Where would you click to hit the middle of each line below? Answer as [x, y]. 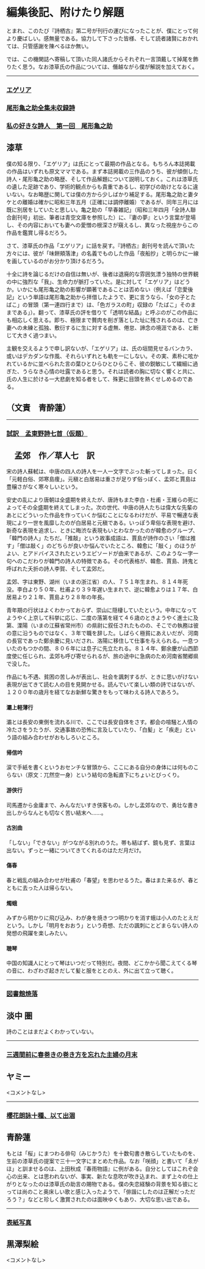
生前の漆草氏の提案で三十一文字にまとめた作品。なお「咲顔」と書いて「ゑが [103, 1161]
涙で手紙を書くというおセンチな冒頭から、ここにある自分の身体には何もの [100, 768]
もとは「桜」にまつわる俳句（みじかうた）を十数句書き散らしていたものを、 [103, 1153]
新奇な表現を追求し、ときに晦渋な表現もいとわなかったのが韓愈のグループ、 [102, 530]
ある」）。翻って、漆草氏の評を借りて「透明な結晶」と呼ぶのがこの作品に [107, 312]
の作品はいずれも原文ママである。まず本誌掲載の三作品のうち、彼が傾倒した [103, 171]
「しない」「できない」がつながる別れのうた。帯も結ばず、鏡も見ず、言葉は [101, 842]
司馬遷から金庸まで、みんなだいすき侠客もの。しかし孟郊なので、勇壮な [97, 805]
